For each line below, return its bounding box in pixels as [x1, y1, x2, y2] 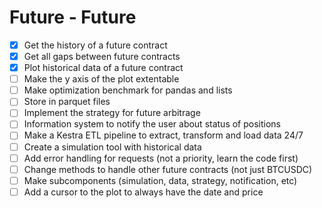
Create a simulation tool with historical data [23, 141, 202, 153]
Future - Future [9, 6, 137, 29]
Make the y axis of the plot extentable [23, 73, 180, 85]
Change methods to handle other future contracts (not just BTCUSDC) [23, 163, 313, 175]
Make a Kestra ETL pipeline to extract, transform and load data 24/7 [23, 129, 304, 141]
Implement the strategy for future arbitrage [23, 107, 201, 119]
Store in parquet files [23, 96, 111, 108]
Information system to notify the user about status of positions [23, 118, 282, 130]
